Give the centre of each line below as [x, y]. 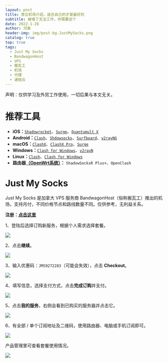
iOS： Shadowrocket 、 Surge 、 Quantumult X [55, 131]
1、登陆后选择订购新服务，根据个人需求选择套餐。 [57, 225]
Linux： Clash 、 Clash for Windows [47, 156]
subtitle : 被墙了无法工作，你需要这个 [41, 19]
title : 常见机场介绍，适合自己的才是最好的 [45, 15]
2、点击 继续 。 [20, 245]
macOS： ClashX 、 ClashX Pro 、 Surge [50, 144]
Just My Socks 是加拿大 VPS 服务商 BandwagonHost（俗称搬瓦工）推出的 [82, 198]
